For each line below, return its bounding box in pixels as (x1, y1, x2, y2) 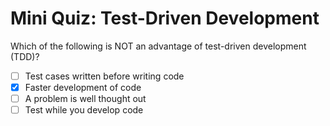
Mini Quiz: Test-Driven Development (10, 7, 320, 30)
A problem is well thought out (24, 93, 147, 105)
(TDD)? (10, 50, 40, 62)
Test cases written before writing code (24, 70, 185, 82)
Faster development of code (24, 82, 142, 93)
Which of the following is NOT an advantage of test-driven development (10, 40, 307, 52)
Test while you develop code (24, 104, 144, 116)
